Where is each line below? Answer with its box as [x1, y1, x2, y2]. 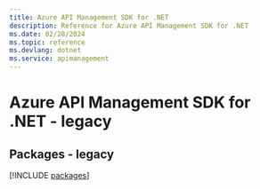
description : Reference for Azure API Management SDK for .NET [9, 21, 249, 30]
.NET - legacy [9, 112, 112, 131]
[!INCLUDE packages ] [9, 170, 90, 180]
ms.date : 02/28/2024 [9, 29, 86, 38]
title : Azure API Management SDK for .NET [9, 12, 169, 22]
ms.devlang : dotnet [9, 46, 82, 55]
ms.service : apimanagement [9, 54, 110, 63]
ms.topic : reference [9, 37, 86, 47]
